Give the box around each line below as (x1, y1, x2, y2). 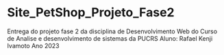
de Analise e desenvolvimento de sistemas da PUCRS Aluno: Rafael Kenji (7, 34, 213, 42)
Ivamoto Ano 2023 (7, 41, 60, 50)
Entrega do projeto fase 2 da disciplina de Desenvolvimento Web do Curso (7, 27, 218, 35)
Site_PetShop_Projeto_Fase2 (7, 5, 175, 20)
